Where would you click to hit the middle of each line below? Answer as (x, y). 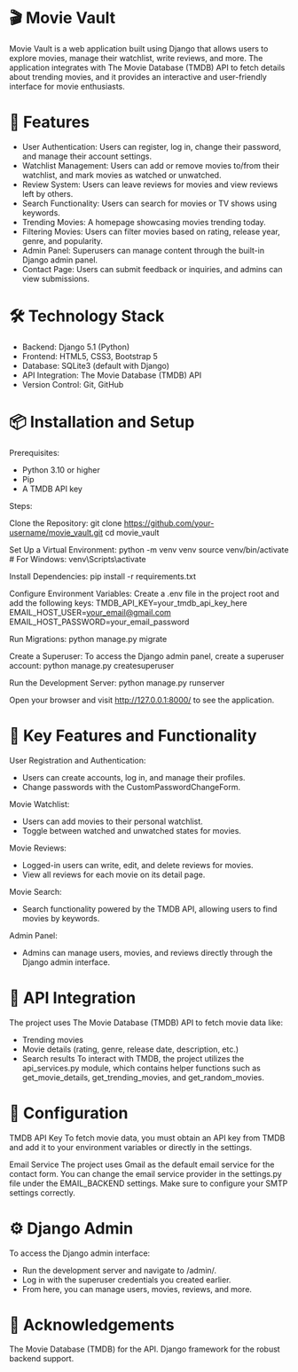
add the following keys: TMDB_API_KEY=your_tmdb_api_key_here (128, 603)
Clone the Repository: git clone (66, 523)
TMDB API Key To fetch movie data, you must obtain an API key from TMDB (147, 1138)
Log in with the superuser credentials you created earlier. (126, 1280)
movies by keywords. (61, 918)
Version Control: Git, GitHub (73, 384)
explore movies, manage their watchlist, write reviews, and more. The (136, 58)
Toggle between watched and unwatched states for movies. (132, 830)
